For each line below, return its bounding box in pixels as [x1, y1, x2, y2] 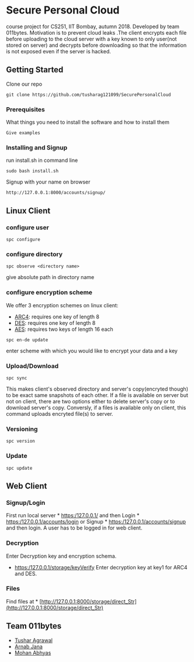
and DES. [14, 570, 37, 577]
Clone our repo [6, 80, 43, 87]
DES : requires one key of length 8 [14, 319, 96, 326]
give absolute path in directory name [6, 274, 95, 281]
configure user [6, 223, 50, 232]
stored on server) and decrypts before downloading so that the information [6, 42, 187, 49]
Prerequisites [6, 105, 45, 113]
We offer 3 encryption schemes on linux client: [6, 301, 119, 308]
